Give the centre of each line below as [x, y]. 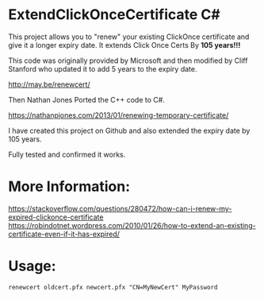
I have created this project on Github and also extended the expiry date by [129, 130]
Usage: [33, 266]
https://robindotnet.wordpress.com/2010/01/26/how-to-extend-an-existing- [132, 225]
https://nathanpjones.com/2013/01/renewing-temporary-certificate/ [119, 115]
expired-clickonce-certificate [56, 217]
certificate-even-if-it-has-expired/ [64, 234]
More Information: [69, 186]
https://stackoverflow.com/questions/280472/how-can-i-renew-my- [120, 208]
